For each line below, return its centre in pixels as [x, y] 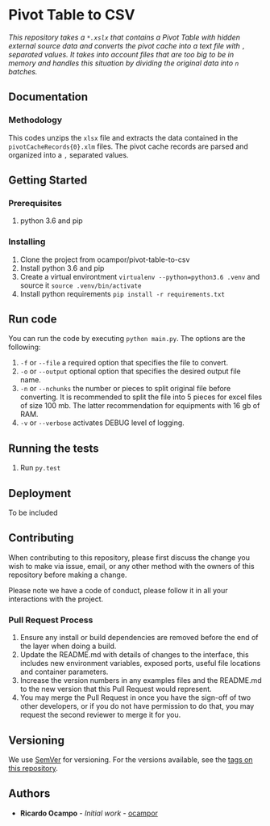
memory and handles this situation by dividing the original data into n [124, 63]
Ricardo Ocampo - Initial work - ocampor [89, 813]
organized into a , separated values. [69, 154]
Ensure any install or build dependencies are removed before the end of [139, 638]
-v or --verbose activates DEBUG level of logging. [102, 423]
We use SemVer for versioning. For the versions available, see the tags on [131, 759]
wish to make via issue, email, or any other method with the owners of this [132, 566]
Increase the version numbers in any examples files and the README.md [141, 681]
